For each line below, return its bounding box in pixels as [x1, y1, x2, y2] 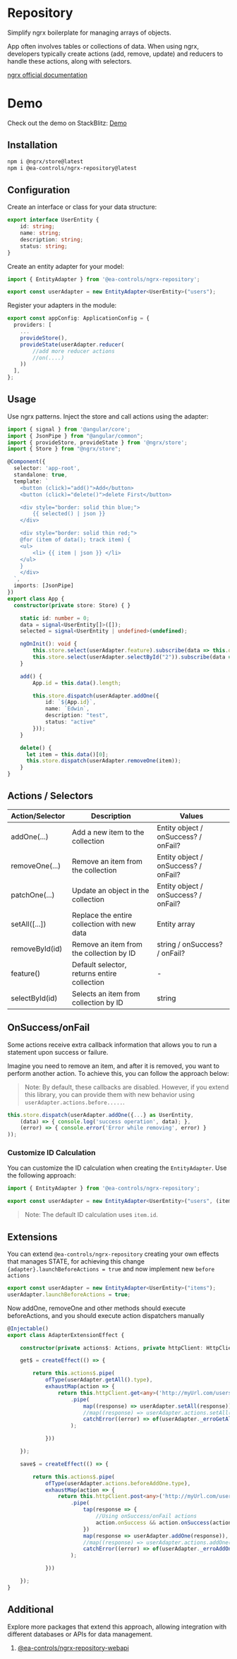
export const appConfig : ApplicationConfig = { [7, 315, 150, 322]
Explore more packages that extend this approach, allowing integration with [7, 1622, 227, 1631]
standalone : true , [13, 472, 68, 479]
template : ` [13, 478, 49, 485]
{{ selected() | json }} [32, 510, 106, 517]
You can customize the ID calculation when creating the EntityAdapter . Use [7, 1163, 227, 1173]
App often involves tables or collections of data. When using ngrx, [7, 42, 200, 50]
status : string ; [20, 242, 68, 250]
